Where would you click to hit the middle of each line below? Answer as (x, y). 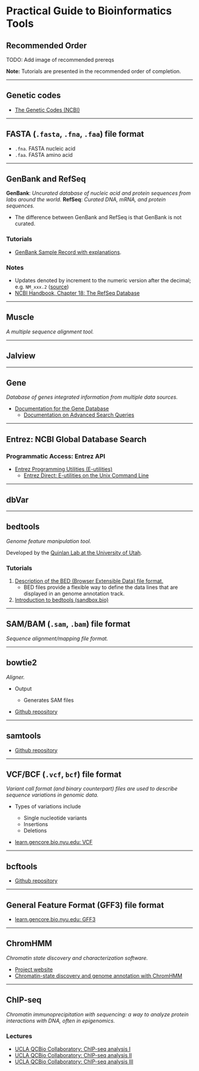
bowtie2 (22, 663)
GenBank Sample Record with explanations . (68, 252)
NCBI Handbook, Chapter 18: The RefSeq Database (77, 293)
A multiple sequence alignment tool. (50, 332)
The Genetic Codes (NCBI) (47, 110)
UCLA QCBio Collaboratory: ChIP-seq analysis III (74, 1061)
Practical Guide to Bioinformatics (89, 11)
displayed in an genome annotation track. (74, 594)
